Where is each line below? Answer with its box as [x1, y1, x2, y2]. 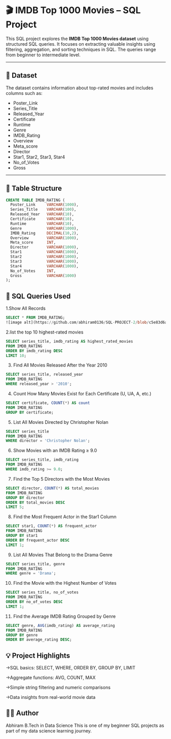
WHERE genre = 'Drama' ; [6, 571, 56, 576]
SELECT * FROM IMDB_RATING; [6, 315, 65, 320]
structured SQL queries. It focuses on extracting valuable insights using [6, 41, 155, 47]
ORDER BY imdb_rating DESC [6, 348, 63, 353]
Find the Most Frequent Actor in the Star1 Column [13, 514, 117, 520]
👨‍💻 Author [6, 709, 39, 718]
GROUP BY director [6, 495, 45, 500]
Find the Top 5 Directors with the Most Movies [13, 476, 110, 482]
